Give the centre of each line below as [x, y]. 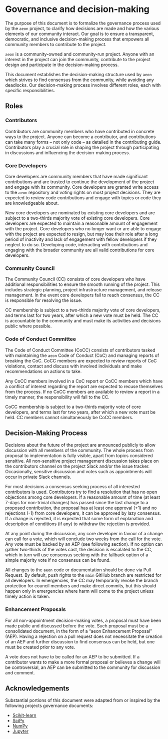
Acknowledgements [37, 689]
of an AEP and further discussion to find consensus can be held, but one [80, 641]
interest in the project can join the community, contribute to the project [78, 59]
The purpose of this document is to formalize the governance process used [83, 23]
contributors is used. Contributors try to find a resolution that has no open [81, 492]
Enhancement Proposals [35, 609]
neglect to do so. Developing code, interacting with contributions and [76, 244]
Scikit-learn [24, 715]
